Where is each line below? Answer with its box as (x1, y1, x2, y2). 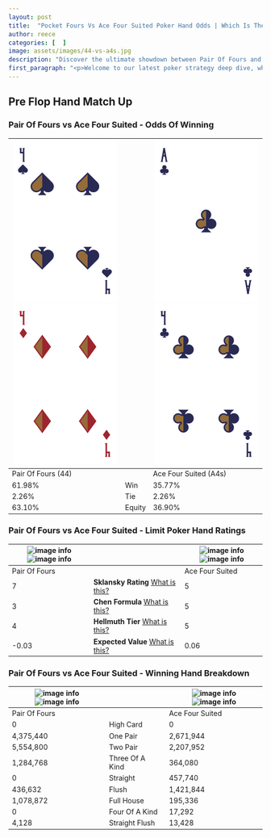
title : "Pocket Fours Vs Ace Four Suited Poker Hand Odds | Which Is (8, 21, 251, 30)
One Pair (108, 731, 138, 740)
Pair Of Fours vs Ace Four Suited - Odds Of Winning (8, 119, 215, 131)
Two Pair (108, 742, 139, 752)
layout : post (8, 13, 52, 21)
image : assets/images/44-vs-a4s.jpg (8, 47, 131, 56)
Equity (124, 503, 147, 513)
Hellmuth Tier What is (93, 617, 168, 626)
